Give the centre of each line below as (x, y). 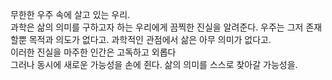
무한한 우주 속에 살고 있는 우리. (70, 14)
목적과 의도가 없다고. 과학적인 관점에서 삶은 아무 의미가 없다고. (150, 39)
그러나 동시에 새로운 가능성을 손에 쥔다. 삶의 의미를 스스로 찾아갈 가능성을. (154, 64)
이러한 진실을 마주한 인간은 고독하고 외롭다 (93, 52)
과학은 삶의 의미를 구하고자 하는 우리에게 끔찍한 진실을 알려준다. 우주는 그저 (157, 27)
